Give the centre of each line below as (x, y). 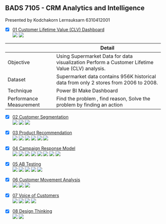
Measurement (24, 104)
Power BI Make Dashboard (87, 91)
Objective (19, 62)
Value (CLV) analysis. (81, 68)
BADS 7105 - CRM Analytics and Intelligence (75, 8)
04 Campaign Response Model (44, 148)
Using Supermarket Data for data (94, 56)
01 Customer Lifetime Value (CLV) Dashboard (58, 30)
